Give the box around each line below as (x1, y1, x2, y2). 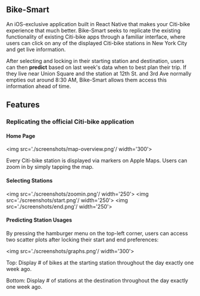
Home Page (6, 132, 36, 139)
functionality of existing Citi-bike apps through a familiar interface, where (6, 33, 186, 40)
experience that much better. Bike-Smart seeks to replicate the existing (6, 27, 181, 34)
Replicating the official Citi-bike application (6, 118, 135, 126)
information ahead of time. (6, 83, 71, 90)
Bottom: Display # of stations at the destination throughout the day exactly (6, 276, 189, 284)
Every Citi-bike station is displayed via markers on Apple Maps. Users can (6, 157, 187, 164)
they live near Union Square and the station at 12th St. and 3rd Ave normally (6, 70, 192, 77)
